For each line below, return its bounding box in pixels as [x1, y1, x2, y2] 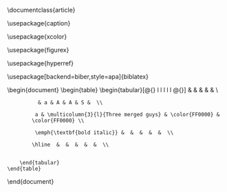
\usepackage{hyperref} [7, 59, 74, 67]
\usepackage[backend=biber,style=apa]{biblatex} [7, 72, 149, 81]
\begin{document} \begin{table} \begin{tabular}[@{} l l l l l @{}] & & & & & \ [7, 86, 218, 94]
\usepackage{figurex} [7, 46, 69, 54]
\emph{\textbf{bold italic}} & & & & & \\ [34, 129, 174, 136]
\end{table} [7, 165, 41, 172]
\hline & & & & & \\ [32, 141, 109, 148]
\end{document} [7, 178, 54, 185]
